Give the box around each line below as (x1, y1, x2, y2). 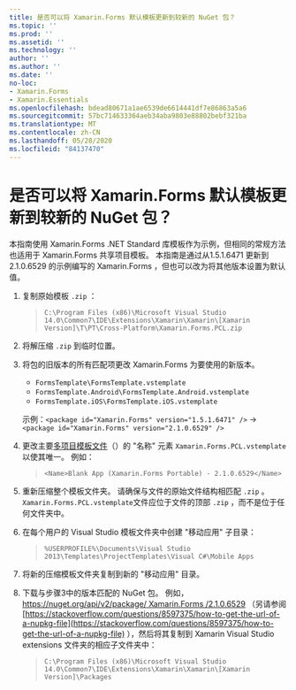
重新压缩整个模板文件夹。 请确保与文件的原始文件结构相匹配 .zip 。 (21, 486, 269, 496)
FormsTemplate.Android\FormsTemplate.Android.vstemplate (34, 387, 250, 396)
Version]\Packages (43, 672, 112, 681)
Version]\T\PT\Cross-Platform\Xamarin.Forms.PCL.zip (43, 324, 243, 333)
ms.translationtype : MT (9, 120, 97, 129)
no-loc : (9, 79, 38, 88)
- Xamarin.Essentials (9, 95, 89, 104)
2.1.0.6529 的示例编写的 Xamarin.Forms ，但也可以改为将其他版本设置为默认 (9, 260, 285, 271)
